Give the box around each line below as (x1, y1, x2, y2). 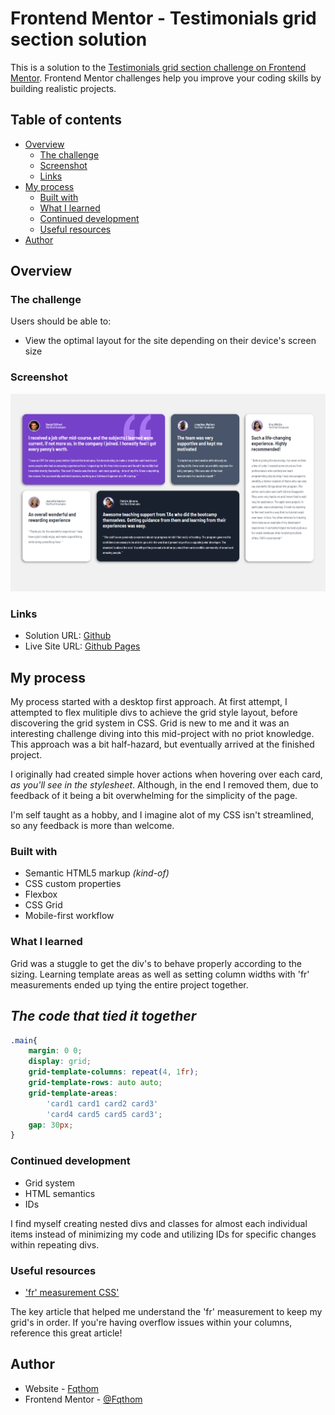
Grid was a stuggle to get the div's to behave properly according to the (10, 957, 302, 969)
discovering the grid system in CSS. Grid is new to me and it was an (10, 717, 290, 729)
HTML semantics (24, 1187, 96, 1199)
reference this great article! (10, 1327, 123, 1339)
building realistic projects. (10, 82, 117, 94)
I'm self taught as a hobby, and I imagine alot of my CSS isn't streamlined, (10, 809, 315, 821)
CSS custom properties (24, 878, 122, 890)
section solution (10, 28, 148, 51)
